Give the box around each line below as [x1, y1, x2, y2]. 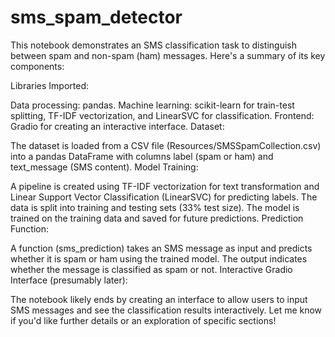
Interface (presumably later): [10, 274, 128, 286]
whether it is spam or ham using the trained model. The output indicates [10, 252, 308, 265]
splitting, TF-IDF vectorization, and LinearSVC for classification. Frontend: [10, 109, 315, 121]
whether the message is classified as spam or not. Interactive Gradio [10, 263, 293, 275]
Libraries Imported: [10, 79, 89, 91]
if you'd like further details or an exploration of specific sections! [10, 314, 277, 326]
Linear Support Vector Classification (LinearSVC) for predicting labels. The [10, 191, 318, 203]
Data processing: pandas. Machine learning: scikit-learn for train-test [10, 99, 295, 111]
